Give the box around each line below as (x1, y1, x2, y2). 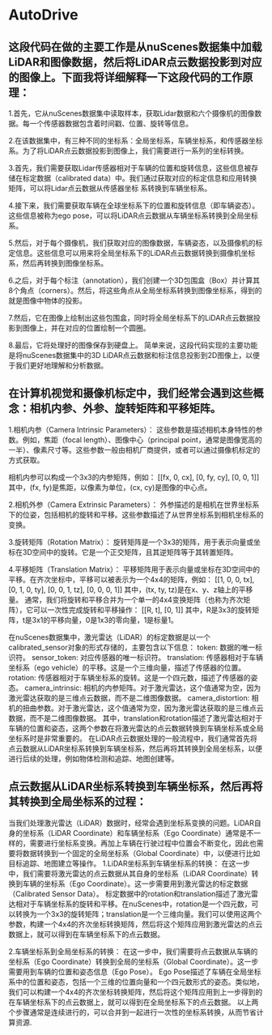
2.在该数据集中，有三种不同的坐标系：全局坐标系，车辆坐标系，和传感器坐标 (8, 136, 263, 145)
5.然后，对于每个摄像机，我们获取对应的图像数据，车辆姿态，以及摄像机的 (8, 238, 256, 248)
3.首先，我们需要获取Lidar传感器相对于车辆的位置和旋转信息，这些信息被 (8, 164, 252, 172)
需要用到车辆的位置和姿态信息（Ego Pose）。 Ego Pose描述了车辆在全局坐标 (8, 966, 261, 977)
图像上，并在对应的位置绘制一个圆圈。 (22, 323, 151, 333)
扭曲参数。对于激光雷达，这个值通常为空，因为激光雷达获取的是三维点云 (22, 703, 264, 713)
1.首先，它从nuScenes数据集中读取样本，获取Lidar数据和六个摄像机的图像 (8, 109, 255, 118)
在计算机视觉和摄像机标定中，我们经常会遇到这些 (8, 386, 253, 400)
